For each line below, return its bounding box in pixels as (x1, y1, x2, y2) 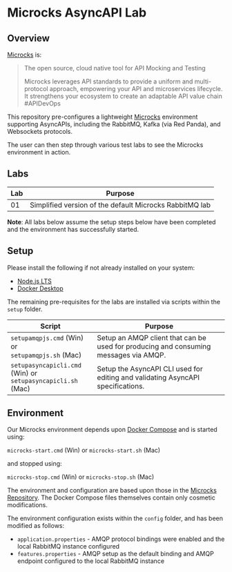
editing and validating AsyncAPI (97, 373, 200, 382)
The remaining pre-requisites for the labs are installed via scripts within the (7, 297, 221, 306)
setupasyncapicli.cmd (10, 361, 81, 369)
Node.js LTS (17, 277, 52, 285)
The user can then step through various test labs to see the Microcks (7, 141, 204, 149)
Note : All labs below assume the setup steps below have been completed (7, 217, 216, 226)
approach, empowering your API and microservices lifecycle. (49, 85, 223, 92)
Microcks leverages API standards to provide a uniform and (23, 77, 193, 86)
